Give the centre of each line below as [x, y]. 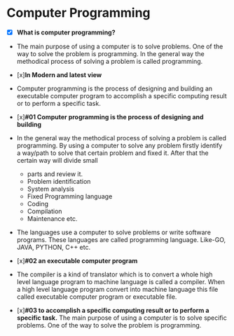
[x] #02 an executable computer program [77, 261]
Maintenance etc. [52, 219]
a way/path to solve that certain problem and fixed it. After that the [112, 153]
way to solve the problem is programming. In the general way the [110, 54]
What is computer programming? [66, 32]
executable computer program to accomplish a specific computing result [122, 96]
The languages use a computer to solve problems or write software [114, 232]
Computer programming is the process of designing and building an [115, 88]
